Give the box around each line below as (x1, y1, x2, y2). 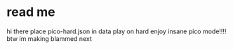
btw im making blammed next (6, 34, 92, 42)
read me (6, 4, 55, 20)
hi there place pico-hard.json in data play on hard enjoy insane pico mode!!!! (6, 27, 227, 35)
